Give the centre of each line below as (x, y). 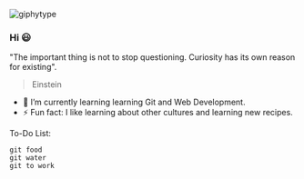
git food (26, 150)
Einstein (46, 85)
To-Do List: (30, 134)
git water (28, 158)
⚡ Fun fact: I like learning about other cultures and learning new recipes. (157, 113)
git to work (32, 166)
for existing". (33, 67)
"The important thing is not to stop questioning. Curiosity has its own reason (152, 57)
